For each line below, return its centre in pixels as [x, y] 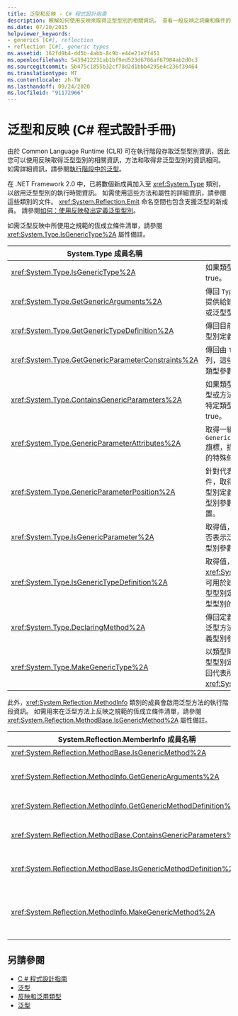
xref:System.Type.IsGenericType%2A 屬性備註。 [79, 235]
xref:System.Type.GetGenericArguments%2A [86, 302]
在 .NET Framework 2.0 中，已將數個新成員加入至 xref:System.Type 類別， [116, 184]
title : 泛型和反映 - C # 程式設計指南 [57, 14]
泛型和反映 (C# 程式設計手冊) [92, 130]
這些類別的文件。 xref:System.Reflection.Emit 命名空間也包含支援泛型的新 [115, 202]
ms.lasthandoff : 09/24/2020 [49, 86]
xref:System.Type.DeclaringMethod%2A [78, 628]
